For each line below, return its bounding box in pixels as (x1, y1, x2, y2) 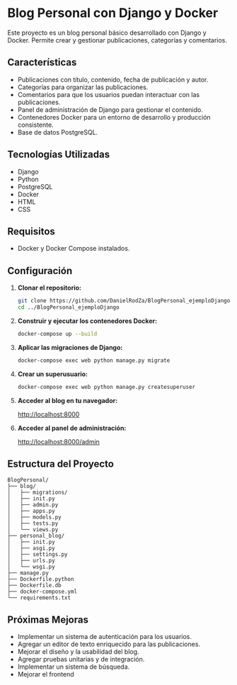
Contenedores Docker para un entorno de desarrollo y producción (17, 113, 211, 121)
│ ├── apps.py (7, 508, 55, 515)
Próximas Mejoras (7, 613, 88, 625)
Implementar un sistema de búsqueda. (17, 662, 130, 671)
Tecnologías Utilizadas (7, 149, 110, 161)
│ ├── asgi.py (7, 545, 55, 552)
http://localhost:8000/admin (17, 437, 100, 446)
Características (7, 57, 77, 69)
